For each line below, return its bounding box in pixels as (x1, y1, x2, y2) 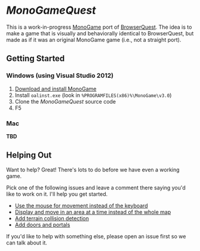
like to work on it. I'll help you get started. (6, 190, 108, 198)
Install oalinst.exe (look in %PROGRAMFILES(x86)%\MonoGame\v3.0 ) (14, 91, 172, 99)
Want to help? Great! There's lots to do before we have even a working (6, 166, 180, 173)
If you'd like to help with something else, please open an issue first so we (6, 232, 186, 240)
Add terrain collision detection (14, 214, 90, 222)
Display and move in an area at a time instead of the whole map (14, 208, 171, 216)
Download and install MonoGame (14, 85, 97, 92)
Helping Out (6, 150, 52, 161)
